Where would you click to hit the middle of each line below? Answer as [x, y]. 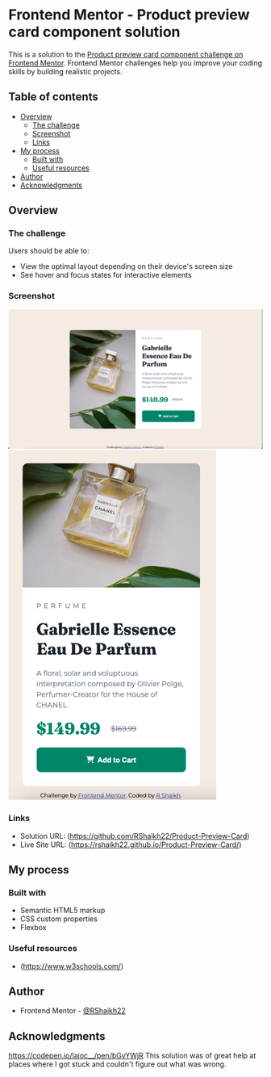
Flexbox [33, 928]
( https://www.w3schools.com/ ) [71, 966]
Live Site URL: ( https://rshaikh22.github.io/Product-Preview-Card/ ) [131, 844]
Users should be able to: [49, 251]
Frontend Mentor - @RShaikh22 [73, 1011]
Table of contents [53, 97]
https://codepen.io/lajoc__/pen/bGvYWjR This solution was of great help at [132, 1056]
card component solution [94, 32]
